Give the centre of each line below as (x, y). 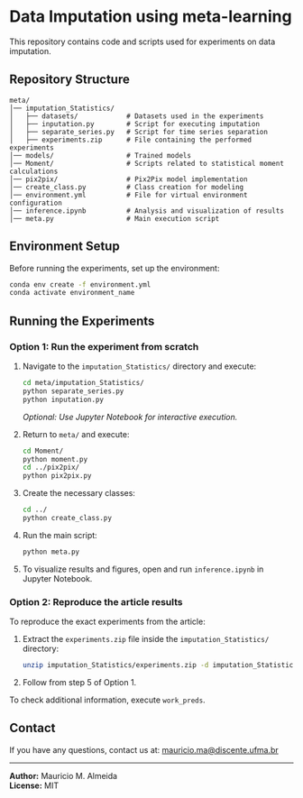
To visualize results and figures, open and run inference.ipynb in (143, 569)
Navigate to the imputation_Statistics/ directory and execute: (139, 366)
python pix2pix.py (57, 476)
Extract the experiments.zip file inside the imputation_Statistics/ (146, 639)
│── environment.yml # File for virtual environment (129, 195)
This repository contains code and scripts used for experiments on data (142, 41)
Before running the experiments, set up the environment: (115, 268)
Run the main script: (60, 535)
